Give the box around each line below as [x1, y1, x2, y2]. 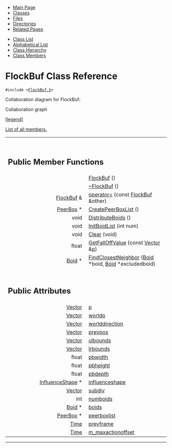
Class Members [12, 52, 46, 59]
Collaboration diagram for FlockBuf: [5, 96, 81, 102]
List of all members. [5, 126, 47, 132]
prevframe [89, 420, 114, 427]
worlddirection [89, 320, 124, 327]
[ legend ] [5, 116, 24, 122]
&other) [89, 198, 107, 205]
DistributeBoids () [89, 214, 131, 221]
